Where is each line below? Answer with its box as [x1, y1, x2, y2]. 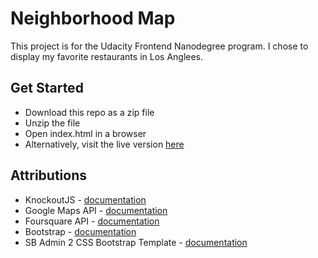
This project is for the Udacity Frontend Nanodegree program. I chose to [10, 40, 309, 52]
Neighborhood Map [10, 7, 176, 30]
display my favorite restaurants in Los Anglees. [10, 50, 204, 62]
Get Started [10, 80, 84, 97]
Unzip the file [24, 117, 81, 129]
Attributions [10, 167, 88, 184]
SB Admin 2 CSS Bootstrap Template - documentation [24, 236, 248, 248]
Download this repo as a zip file [24, 106, 155, 118]
